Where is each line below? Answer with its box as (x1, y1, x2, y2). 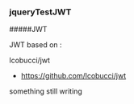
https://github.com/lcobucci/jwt (20, 71, 127, 81)
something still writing (9, 86, 83, 96)
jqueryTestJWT (9, 6, 72, 18)
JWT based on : (9, 40, 63, 50)
